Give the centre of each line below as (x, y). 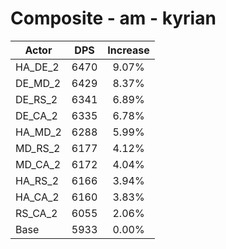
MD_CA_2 (38, 164)
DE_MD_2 (38, 83)
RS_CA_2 (36, 213)
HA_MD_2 (38, 132)
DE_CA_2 (36, 115)
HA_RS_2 (37, 180)
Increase (128, 50)
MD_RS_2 (38, 148)
